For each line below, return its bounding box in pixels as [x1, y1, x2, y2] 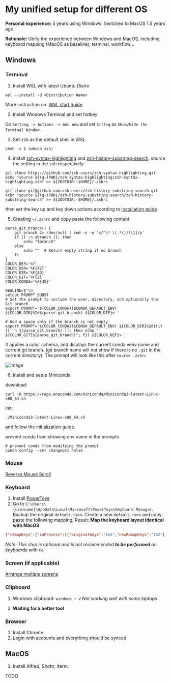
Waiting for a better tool [12, 605, 64, 611]
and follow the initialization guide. [5, 424, 75, 430]
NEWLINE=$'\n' [5, 288, 36, 293]
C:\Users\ [25, 502, 46, 507]
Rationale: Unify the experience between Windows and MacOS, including [5, 36, 160, 42]
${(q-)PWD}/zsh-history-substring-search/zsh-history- [35, 192, 154, 198]
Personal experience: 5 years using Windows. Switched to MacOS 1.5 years [5, 20, 165, 26]
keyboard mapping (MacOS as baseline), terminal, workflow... [5, 41, 135, 47]
